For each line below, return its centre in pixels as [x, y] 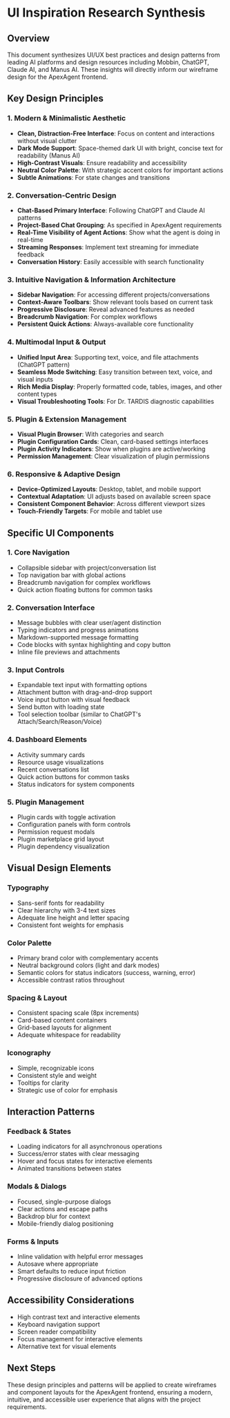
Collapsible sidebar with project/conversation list [87, 568]
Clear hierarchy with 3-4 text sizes [66, 910]
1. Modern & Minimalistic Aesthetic [67, 118]
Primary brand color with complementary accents [88, 958]
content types [37, 394]
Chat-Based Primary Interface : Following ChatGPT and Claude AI [111, 210]
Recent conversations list [53, 769]
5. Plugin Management [46, 802]
